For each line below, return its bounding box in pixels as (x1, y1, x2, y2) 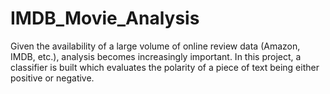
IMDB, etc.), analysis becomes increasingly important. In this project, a (10, 50, 302, 62)
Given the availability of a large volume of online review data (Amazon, (10, 40, 301, 52)
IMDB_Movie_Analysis (10, 7, 200, 30)
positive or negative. (10, 72, 95, 84)
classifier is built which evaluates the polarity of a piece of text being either (10, 61, 320, 73)
